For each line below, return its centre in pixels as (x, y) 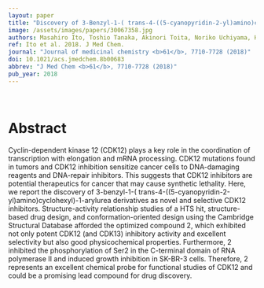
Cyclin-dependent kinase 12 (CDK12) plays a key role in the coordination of (129, 150)
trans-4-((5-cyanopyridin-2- (184, 192)
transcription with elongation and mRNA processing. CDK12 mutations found (132, 158)
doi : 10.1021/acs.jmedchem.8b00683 (66, 60)
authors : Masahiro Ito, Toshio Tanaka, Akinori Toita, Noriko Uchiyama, (130, 37)
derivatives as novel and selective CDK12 (179, 200)
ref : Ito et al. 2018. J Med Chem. (66, 45)
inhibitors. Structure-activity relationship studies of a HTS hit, (107, 209)
